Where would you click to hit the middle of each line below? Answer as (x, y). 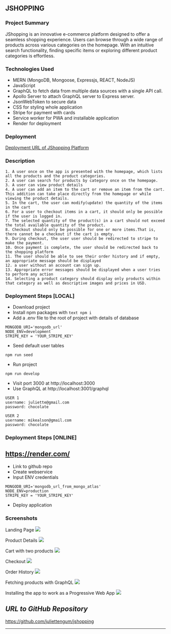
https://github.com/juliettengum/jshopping (50, 621)
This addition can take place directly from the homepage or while (78, 194)
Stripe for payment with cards (44, 112)
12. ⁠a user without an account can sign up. (53, 265)
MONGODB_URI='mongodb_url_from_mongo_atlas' (53, 487)
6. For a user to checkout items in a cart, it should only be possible (84, 212)
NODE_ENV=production (27, 491)
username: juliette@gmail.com (37, 402)
